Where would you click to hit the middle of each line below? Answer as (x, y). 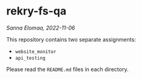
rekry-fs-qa (36, 11)
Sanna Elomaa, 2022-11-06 (41, 28)
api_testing (30, 58)
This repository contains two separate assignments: (71, 39)
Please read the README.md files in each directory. (67, 69)
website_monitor (36, 52)
